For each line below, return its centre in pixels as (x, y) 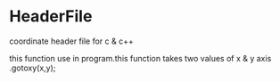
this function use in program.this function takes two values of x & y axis (140, 58)
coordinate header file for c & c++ (71, 41)
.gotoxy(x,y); (33, 68)
